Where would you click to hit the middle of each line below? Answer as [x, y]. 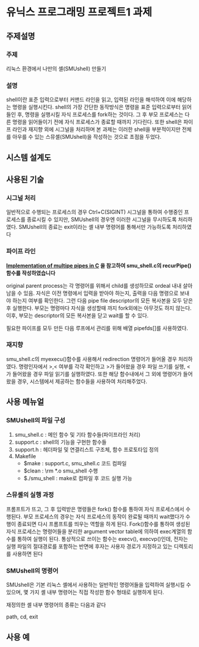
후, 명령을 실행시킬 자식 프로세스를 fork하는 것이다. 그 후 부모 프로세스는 [100, 114]
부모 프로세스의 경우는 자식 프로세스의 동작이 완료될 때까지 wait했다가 [104, 517]
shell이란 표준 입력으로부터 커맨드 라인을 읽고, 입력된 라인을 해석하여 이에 [91, 99]
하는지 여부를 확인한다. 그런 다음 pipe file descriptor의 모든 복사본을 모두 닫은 [102, 300]
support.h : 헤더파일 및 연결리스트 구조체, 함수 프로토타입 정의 [87, 449]
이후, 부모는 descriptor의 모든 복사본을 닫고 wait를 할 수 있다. [78, 315]
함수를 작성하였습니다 [31, 273]
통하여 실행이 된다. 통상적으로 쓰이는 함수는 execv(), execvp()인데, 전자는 [102, 539]
